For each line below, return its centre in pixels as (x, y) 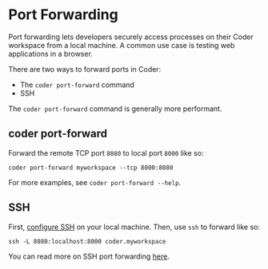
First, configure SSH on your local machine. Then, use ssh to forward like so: (134, 227)
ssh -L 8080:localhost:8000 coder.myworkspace (87, 241)
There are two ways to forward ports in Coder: (85, 69)
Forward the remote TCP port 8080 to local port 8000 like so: (106, 152)
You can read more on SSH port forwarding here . (89, 256)
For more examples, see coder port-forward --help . (95, 182)
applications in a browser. (51, 53)
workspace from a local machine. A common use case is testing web (122, 45)
